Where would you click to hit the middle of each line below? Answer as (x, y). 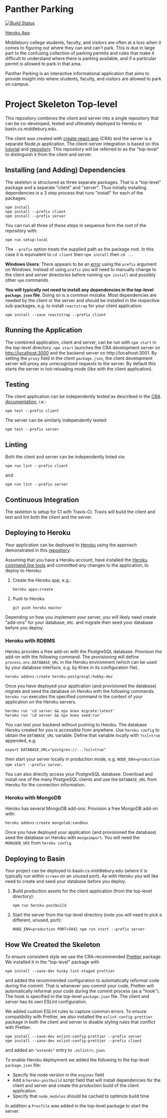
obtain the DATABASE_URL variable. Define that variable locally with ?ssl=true (83, 735)
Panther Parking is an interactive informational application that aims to (77, 73)
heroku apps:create (33, 589)
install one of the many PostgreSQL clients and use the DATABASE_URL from (81, 779)
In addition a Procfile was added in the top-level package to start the (77, 1105)
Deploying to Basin (35, 859)
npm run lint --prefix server (37, 484)
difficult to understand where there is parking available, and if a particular (81, 58)
